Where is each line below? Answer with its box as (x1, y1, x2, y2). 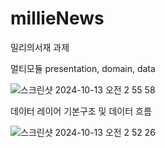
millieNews (10, 7, 105, 30)
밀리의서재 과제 (10, 41, 70, 53)
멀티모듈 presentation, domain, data (10, 62, 156, 74)
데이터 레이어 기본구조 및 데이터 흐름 (10, 105, 152, 117)
